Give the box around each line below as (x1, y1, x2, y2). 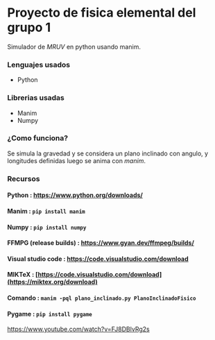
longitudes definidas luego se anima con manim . (7, 156, 146, 164)
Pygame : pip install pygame (7, 309, 92, 318)
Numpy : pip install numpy (7, 223, 87, 231)
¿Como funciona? (7, 133, 68, 143)
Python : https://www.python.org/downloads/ (7, 191, 144, 199)
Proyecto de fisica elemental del (7, 5, 196, 21)
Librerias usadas (7, 93, 64, 103)
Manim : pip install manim (7, 207, 85, 215)
